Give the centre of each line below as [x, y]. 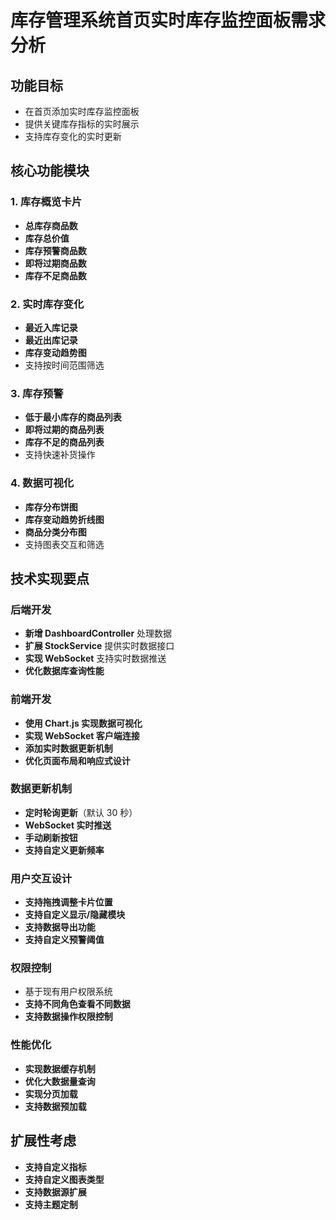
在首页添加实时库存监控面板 [82, 111]
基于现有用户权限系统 [68, 992]
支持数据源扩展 [55, 1192]
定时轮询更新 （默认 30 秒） [81, 812]
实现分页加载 [51, 1093]
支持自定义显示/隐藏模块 [75, 915]
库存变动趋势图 [55, 352]
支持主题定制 [51, 1204]
